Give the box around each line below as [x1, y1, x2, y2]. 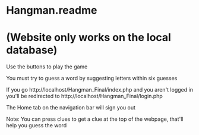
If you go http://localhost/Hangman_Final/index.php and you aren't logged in [6, 86, 193, 93]
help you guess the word [6, 122, 67, 129]
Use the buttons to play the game [6, 63, 88, 70]
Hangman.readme [6, 4, 97, 17]
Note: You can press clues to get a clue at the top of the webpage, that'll [6, 115, 184, 123]
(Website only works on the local [6, 31, 171, 45]
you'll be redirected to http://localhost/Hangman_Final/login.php [6, 93, 163, 100]
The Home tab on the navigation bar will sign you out [6, 104, 135, 111]
